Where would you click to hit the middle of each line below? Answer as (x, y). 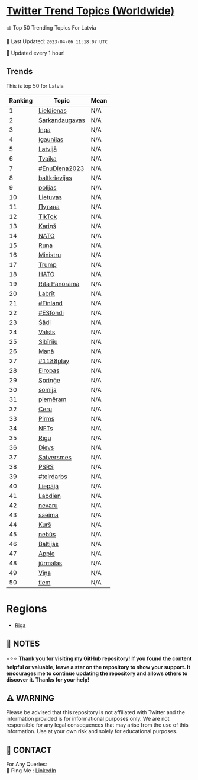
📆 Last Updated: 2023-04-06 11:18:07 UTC (57, 41)
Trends (20, 71)
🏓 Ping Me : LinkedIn (31, 771)
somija (48, 389)
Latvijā (48, 149)
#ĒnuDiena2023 (61, 168)
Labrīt (46, 293)
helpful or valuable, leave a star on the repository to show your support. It (98, 667)
